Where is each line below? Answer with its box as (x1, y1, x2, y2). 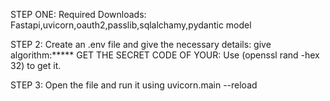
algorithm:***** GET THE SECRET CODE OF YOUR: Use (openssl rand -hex (10, 49, 320, 61)
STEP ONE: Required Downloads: (10, 9, 147, 20)
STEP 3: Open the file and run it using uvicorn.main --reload (10, 79, 258, 91)
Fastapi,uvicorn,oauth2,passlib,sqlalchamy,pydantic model (10, 19, 252, 31)
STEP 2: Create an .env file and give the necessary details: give (10, 39, 272, 50)
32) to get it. (10, 60, 62, 71)
